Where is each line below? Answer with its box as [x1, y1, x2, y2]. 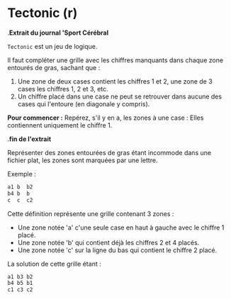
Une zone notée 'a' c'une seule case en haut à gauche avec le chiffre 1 [17, 223, 225, 232]
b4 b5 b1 [7, 280, 33, 287]
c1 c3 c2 [7, 286, 33, 293]
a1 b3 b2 [7, 273, 33, 281]
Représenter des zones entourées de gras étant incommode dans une [7, 148, 211, 157]
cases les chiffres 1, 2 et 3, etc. [17, 84, 108, 93]
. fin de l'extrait [7, 135, 52, 143]
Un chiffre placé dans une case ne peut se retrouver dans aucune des [17, 92, 222, 101]
